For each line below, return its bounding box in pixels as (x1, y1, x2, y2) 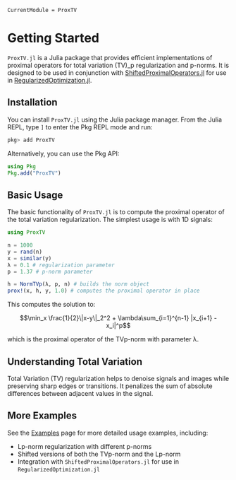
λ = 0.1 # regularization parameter (7, 262, 115, 269)
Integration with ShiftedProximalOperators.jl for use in (17, 457, 180, 466)
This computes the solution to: (7, 300, 96, 309)
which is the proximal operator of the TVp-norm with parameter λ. (7, 335, 199, 344)
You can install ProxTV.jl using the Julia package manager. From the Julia (7, 115, 223, 124)
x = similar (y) (7, 254, 52, 262)
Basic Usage (7, 189, 63, 201)
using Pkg (7, 163, 37, 170)
